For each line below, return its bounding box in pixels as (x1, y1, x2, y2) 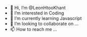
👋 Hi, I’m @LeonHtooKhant (10, 5, 66, 10)
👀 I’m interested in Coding (10, 10, 64, 16)
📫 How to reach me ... (10, 26, 57, 32)
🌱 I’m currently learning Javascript (10, 15, 82, 21)
